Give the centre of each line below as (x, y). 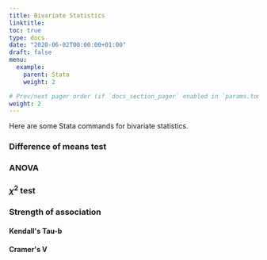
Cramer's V (29, 249)
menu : (18, 60)
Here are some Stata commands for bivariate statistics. (99, 126)
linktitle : (27, 23)
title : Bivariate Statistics (57, 15)
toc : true (25, 30)
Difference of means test (58, 147)
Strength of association (55, 212)
